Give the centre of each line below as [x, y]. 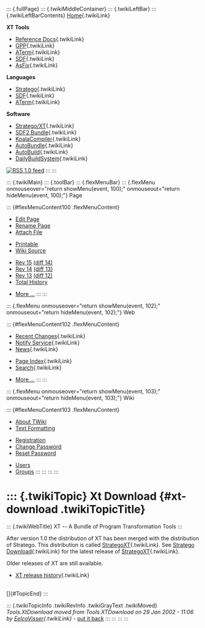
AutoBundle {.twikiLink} [44, 145]
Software [18, 114]
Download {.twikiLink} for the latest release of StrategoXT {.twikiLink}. [93, 551]
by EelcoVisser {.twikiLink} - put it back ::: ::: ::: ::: [67, 618]
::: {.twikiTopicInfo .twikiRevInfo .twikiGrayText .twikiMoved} [82, 605]
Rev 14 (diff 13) [34, 269]
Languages [21, 77]
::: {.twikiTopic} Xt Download [82, 496]
